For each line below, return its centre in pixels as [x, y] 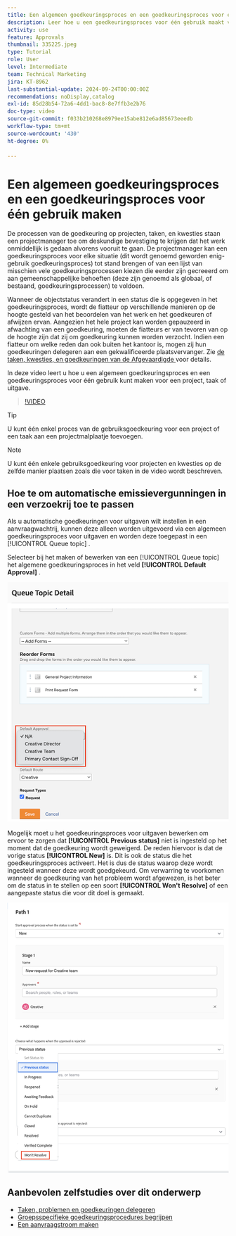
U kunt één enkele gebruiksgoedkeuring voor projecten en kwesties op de [114, 464]
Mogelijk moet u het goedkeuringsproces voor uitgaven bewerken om [108, 833]
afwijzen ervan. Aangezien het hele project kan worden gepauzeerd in [109, 322]
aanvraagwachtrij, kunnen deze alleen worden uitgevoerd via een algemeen [117, 529]
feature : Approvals [36, 37]
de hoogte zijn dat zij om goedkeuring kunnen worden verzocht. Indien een [116, 337]
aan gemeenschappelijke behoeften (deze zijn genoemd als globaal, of [110, 279]
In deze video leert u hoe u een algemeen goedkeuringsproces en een [109, 373]
